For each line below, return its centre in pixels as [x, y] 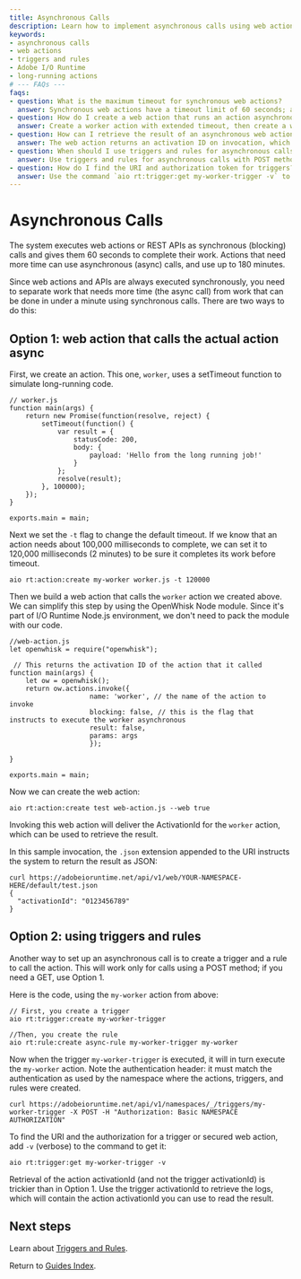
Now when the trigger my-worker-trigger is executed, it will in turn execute [147, 1059]
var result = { [86, 432]
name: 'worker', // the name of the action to [178, 696]
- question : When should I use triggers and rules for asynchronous [140, 151]
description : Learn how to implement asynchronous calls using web [138, 26]
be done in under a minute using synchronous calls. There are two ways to [147, 301]
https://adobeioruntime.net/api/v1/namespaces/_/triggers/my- [148, 1104]
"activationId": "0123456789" [73, 901]
